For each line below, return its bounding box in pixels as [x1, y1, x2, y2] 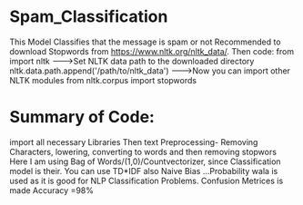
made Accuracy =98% [9, 184, 94, 196]
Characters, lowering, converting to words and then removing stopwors [9, 146, 278, 157]
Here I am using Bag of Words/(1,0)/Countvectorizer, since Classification [9, 156, 281, 167]
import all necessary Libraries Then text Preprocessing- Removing [9, 136, 258, 147]
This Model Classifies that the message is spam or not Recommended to [9, 36, 281, 47]
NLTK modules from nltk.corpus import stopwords [9, 74, 197, 85]
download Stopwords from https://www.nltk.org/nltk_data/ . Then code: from [9, 45, 294, 56]
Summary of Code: [9, 107, 155, 128]
